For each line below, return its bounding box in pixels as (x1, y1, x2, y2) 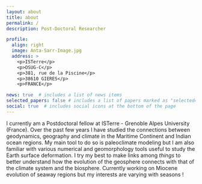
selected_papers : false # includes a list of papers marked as (6, 97, 168, 104)
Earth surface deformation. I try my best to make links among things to (6, 152, 181, 159)
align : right (11, 42, 44, 48)
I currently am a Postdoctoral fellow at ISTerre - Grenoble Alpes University (6, 120, 190, 127)
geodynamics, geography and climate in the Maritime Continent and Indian (6, 132, 191, 140)
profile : (6, 37, 28, 43)
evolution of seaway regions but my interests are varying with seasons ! (6, 171, 184, 178)
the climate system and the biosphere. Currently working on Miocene (6, 164, 178, 171)
